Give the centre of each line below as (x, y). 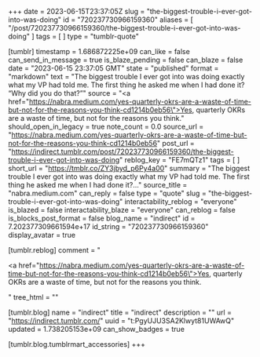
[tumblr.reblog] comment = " (54, 250)
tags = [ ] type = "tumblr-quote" (87, 36)
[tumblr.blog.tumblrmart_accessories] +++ (77, 344)
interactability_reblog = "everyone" (181, 202)
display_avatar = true (42, 235)
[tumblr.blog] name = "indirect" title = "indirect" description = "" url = (120, 312)
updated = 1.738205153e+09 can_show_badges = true (96, 329)
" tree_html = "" (33, 297)
